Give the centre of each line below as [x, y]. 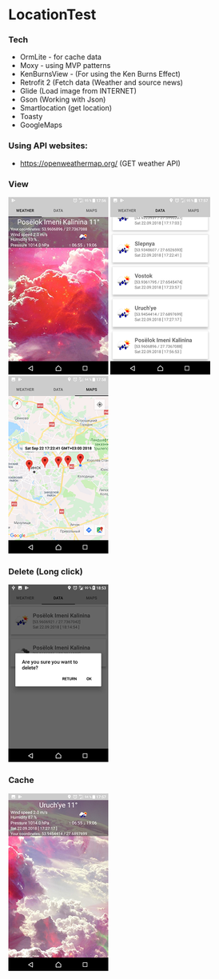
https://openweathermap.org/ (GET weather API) [100, 163]
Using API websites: [48, 146]
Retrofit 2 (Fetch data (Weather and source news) [102, 82]
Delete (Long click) [46, 571]
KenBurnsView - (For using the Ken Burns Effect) [100, 74]
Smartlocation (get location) [66, 108]
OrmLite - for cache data [61, 57]
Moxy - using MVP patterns [65, 66]
